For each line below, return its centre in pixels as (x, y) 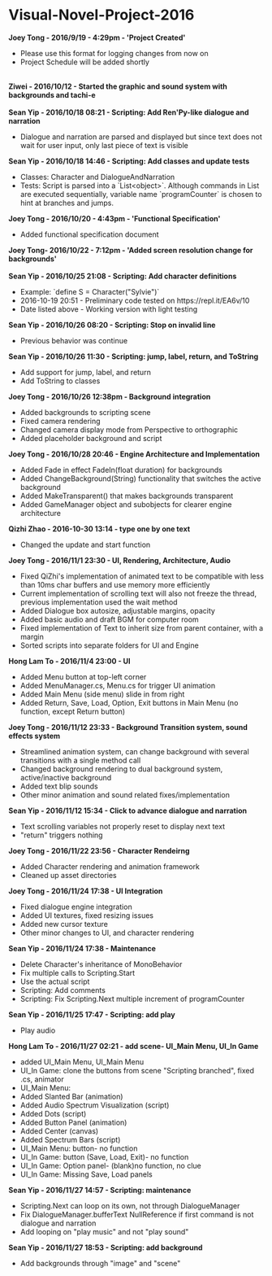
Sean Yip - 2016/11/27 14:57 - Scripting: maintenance (100, 1190)
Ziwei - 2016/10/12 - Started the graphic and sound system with (118, 86)
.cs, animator (42, 1079)
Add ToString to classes (60, 381)
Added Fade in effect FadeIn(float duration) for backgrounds (121, 470)
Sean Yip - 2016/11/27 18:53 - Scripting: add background (106, 1248)
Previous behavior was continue (74, 340)
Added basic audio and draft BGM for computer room (109, 619)
